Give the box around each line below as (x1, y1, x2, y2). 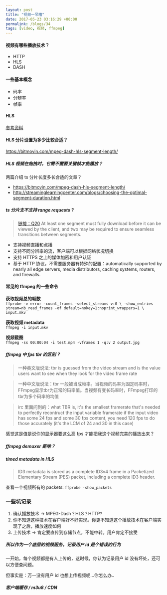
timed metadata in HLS (5, 456, 54, 462)
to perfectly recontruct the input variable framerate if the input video (17, 410, 159, 416)
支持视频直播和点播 (12, 242, 53, 248)
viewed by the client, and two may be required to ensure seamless (17, 226, 155, 232)
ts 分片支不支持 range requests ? (5, 207, 74, 213)
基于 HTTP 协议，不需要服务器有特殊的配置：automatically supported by (12, 260, 162, 266)
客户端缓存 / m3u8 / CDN (5, 584, 57, 590)
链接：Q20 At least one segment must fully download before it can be (17, 220, 162, 226)
